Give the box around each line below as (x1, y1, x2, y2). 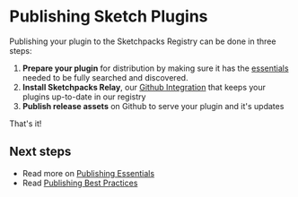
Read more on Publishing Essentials (22, 167, 155, 178)
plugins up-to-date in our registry (22, 91, 146, 102)
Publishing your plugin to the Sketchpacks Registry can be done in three (9, 36, 276, 47)
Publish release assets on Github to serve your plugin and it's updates (22, 100, 285, 111)
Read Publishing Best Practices (22, 177, 138, 188)
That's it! (9, 118, 42, 129)
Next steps (9, 144, 72, 159)
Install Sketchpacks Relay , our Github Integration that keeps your (22, 81, 267, 92)
